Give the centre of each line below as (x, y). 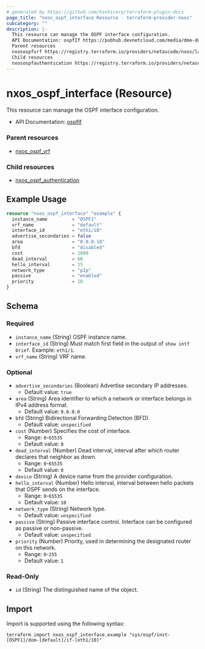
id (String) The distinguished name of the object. (77, 590)
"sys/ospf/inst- (150, 635)
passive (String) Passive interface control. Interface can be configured (103, 522)
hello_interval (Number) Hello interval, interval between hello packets (104, 483)
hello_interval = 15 (48, 264)
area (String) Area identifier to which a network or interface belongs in (103, 399)
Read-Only (23, 576)
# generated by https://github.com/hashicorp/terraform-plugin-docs (95, 12)
